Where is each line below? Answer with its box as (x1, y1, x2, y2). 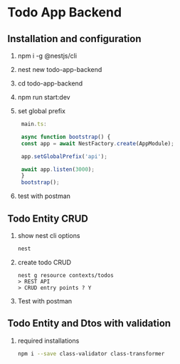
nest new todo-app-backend (17, 66, 102, 73)
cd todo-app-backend (17, 79, 83, 88)
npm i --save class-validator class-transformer (17, 350, 165, 357)
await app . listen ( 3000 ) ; (21, 165, 95, 173)
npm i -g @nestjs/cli (17, 51, 77, 60)
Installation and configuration (7, 33, 142, 45)
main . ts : (21, 120, 48, 128)
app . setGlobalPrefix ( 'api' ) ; (21, 152, 108, 160)
